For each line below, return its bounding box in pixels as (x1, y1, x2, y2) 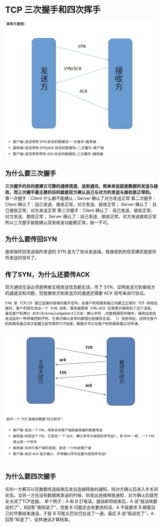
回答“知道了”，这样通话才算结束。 (5, 516, 73, 522)
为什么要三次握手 (5, 169, 56, 177)
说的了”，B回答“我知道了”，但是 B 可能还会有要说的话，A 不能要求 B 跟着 (5, 504, 151, 510)
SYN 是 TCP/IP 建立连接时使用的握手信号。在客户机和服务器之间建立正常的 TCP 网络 (5, 301, 154, 306)
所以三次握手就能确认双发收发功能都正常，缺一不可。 (5, 219, 112, 225)
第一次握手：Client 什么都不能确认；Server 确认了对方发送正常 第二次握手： (5, 195, 157, 201)
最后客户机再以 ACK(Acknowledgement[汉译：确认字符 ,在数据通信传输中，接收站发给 (5, 311, 156, 316)
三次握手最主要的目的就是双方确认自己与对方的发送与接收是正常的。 (17, 189, 154, 195)
